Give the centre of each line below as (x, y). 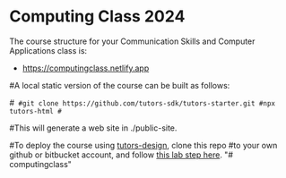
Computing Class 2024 (97, 17)
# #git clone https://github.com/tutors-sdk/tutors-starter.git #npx (143, 102)
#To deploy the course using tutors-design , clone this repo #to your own (143, 145)
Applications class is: (48, 50)
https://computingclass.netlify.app (86, 68)
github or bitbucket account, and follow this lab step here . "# (121, 155)
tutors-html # (36, 111)
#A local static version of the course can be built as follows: (120, 85)
